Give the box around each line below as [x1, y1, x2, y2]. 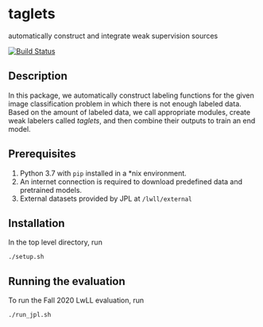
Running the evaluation [8, 275, 126, 288]
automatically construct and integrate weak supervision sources [8, 31, 219, 40]
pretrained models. [19, 185, 82, 194]
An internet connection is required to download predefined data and [19, 176, 243, 187]
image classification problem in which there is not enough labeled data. [8, 98, 242, 108]
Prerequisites [8, 148, 76, 161]
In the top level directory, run [8, 237, 103, 247]
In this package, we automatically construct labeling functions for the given [8, 90, 254, 100]
